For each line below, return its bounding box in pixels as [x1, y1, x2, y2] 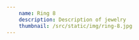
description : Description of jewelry [18, 16, 127, 23]
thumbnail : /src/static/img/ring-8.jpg [18, 22, 133, 29]
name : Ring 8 [18, 9, 56, 17]
